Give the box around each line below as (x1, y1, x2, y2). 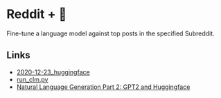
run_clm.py (16, 75, 48, 83)
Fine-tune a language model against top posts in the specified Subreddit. (6, 29, 215, 38)
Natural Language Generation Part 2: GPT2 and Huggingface (16, 83, 191, 91)
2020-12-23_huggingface (16, 67, 91, 76)
